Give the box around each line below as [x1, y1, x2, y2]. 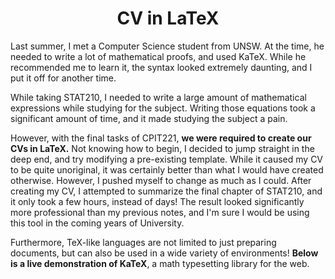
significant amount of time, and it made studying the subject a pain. [10, 112, 288, 124]
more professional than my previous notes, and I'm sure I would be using [10, 206, 310, 218]
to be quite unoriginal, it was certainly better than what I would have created [10, 163, 324, 176]
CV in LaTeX [116, 7, 220, 30]
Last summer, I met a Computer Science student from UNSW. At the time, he [10, 40, 325, 52]
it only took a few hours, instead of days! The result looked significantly [10, 195, 305, 207]
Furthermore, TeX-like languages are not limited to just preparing [10, 236, 277, 248]
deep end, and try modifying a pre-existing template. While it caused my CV [10, 153, 324, 165]
